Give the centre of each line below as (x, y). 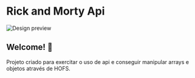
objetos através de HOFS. (39, 68)
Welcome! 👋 (29, 47)
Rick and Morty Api (56, 11)
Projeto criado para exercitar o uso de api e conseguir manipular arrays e (98, 62)
